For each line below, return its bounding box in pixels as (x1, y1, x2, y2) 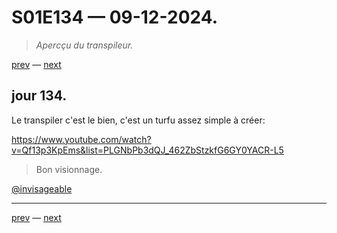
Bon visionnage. (35, 163, 103, 175)
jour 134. (11, 87, 68, 105)
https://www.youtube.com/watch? (11, 133, 152, 145)
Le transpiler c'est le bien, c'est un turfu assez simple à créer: (11, 114, 266, 126)
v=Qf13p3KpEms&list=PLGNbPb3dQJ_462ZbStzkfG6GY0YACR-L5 (11, 144, 284, 156)
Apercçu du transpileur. (35, 39, 134, 51)
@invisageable (11, 182, 73, 195)
